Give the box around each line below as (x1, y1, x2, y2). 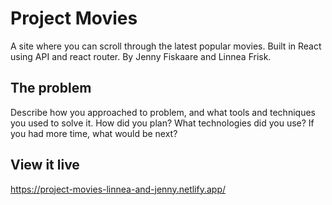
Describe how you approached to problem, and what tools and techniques (10, 106, 316, 118)
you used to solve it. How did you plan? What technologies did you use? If (10, 117, 315, 129)
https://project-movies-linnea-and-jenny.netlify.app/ (10, 183, 227, 195)
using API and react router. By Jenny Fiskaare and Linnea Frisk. (10, 50, 272, 62)
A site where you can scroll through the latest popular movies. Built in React (10, 40, 322, 52)
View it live (10, 157, 80, 174)
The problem (10, 80, 92, 97)
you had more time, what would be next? (10, 127, 178, 139)
